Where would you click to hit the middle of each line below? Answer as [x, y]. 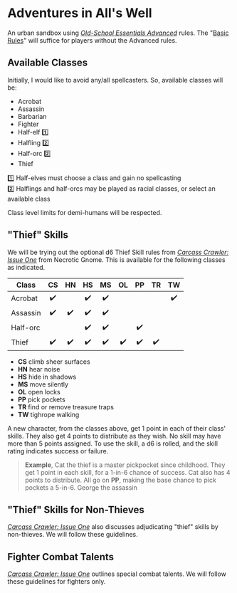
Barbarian [32, 116]
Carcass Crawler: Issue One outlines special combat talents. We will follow [117, 574]
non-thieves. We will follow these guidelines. [73, 535]
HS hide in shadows [47, 377]
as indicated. [26, 267]
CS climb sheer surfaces [54, 362]
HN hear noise [39, 369]
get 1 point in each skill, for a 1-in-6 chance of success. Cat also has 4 [127, 472]
